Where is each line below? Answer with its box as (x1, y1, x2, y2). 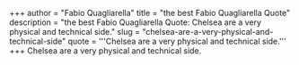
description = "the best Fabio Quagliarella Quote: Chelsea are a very (9, 17, 262, 28)
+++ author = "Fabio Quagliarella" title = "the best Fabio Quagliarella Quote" (9, 8, 291, 18)
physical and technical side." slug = (9, 27, 141, 37)
